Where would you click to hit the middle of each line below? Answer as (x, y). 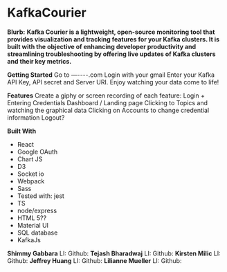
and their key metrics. (39, 61)
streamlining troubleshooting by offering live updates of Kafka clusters (111, 54)
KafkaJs (29, 239)
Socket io (31, 174)
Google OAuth (37, 152)
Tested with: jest (40, 196)
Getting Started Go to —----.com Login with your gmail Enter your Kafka (111, 75)
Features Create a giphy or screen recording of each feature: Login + (106, 96)
